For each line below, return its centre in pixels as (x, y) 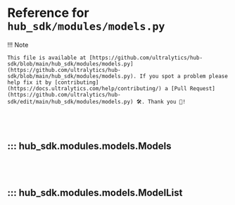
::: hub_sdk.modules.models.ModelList (95, 193)
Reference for (48, 13)
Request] (203, 88)
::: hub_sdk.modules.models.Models (89, 146)
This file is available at (47, 58)
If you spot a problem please (184, 76)
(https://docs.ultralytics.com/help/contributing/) (84, 88)
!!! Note (18, 44)
